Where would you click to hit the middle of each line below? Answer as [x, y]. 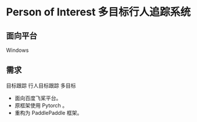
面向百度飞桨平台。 [38, 98]
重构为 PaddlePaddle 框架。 [48, 113]
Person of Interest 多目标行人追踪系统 [98, 12]
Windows [18, 50]
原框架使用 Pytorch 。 [41, 105]
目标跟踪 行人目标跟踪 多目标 [41, 85]
